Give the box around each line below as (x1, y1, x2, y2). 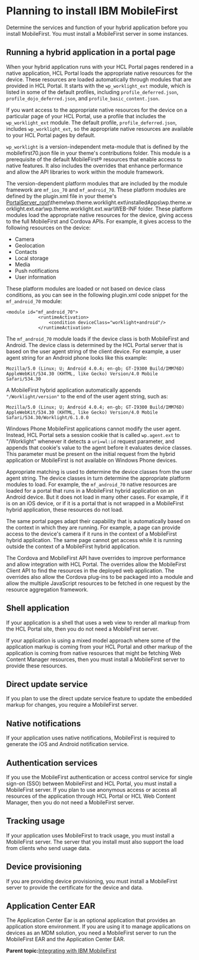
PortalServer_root (6, 199, 49, 206)
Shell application (6, 603, 70, 613)
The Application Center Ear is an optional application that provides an (6, 917, 176, 924)
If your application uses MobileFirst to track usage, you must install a (6, 832, 175, 839)
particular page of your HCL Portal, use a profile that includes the (6, 112, 166, 119)
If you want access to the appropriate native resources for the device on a (6, 106, 188, 114)
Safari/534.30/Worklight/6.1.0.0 (6, 414, 89, 420)
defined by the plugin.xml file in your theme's (6, 192, 117, 200)
